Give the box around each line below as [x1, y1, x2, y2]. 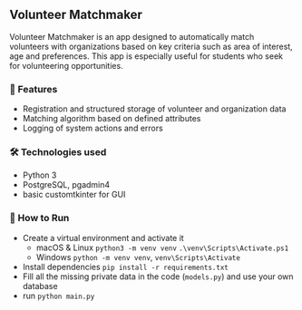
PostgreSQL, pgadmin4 [22, 179, 111, 190]
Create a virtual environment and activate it [22, 232, 184, 243]
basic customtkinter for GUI [22, 189, 126, 200]
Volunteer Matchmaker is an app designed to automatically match [9, 31, 255, 42]
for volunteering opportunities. [9, 60, 124, 71]
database [22, 280, 58, 291]
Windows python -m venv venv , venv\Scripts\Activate [35, 251, 240, 262]
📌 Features [9, 82, 58, 95]
